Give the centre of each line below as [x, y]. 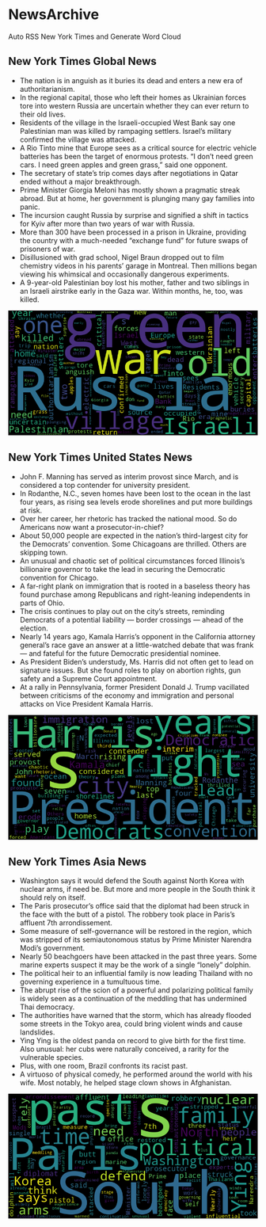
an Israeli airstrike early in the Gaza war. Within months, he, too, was [131, 291]
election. [34, 628]
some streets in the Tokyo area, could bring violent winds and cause [131, 1024]
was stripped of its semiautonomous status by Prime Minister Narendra [135, 939]
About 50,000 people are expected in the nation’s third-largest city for [134, 535]
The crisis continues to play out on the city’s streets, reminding [122, 611]
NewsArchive [54, 15]
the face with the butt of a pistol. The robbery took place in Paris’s [127, 915]
